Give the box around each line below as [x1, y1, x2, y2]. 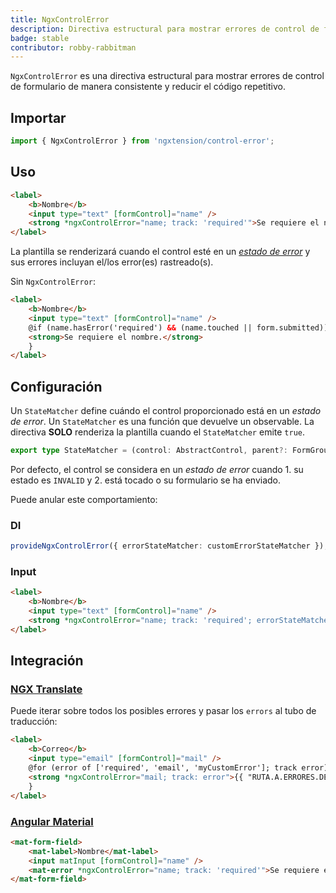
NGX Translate [10, 682, 83, 696]
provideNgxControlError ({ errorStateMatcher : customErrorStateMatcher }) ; [10, 541, 329, 551]
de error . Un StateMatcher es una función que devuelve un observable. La [10, 416, 315, 428]
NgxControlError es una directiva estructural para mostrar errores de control [10, 70, 325, 82]
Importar [10, 109, 67, 126]
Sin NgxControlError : [10, 276, 97, 288]
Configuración [10, 378, 103, 395]
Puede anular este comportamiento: [10, 493, 158, 505]
